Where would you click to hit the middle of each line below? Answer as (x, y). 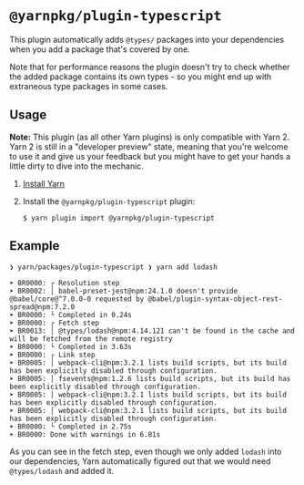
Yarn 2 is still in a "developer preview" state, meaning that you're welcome (149, 146)
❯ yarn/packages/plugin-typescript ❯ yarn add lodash (114, 267)
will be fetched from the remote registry (91, 339)
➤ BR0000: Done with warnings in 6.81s (85, 434)
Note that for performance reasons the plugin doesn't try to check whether (150, 67)
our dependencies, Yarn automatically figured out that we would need (140, 461)
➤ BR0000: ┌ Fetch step (55, 323)
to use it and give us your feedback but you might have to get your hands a (150, 156)
